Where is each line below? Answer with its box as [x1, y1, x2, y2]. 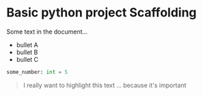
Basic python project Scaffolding [6, 5, 197, 21]
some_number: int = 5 [6, 69, 68, 75]
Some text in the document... [6, 27, 88, 36]
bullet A [16, 40, 38, 49]
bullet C [16, 55, 39, 63]
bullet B [16, 48, 38, 56]
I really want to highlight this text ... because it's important [23, 81, 187, 89]
